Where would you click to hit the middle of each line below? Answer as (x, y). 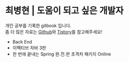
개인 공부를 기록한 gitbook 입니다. (38, 25)
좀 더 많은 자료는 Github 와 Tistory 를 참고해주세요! (54, 31)
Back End (22, 41)
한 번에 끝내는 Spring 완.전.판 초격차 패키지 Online (62, 54)
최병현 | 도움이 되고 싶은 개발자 (64, 11)
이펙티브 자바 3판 (29, 47)
